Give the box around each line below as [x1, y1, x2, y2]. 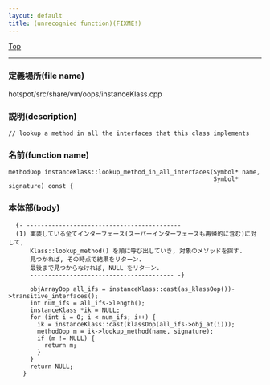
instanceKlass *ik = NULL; [29, 306, 121, 314]
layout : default [8, 11, 63, 20]
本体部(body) [8, 203, 60, 214]
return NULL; [29, 362, 74, 371]
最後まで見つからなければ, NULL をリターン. [29, 264, 161, 272]
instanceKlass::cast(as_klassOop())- [108, 285, 235, 293]
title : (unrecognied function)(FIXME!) [8, 19, 142, 27]
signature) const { [8, 182, 74, 190]
